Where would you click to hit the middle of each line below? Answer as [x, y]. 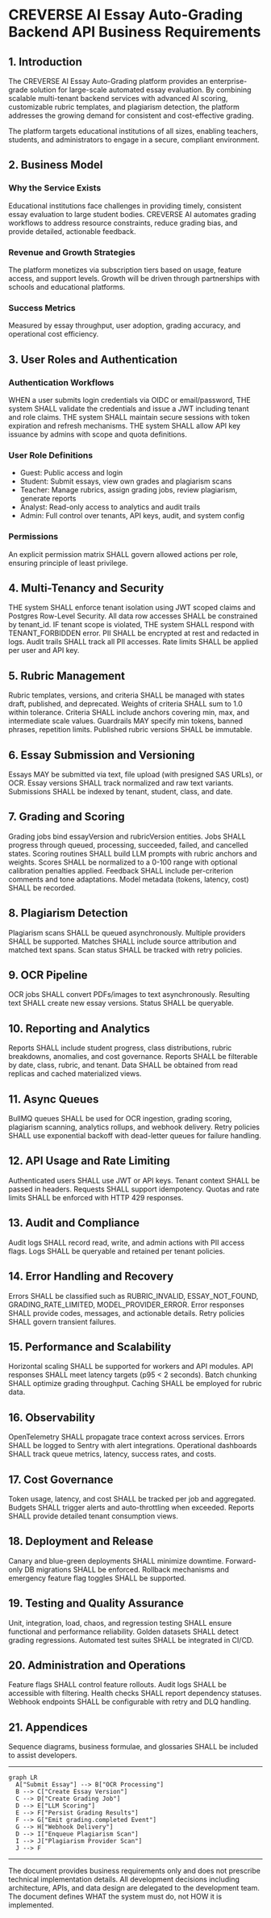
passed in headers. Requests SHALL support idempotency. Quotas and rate [134, 1189]
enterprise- [228, 81]
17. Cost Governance [61, 1479]
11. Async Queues [54, 1099]
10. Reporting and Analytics [79, 1028]
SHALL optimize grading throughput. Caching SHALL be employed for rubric [135, 1384]
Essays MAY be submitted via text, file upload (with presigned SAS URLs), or [135, 774]
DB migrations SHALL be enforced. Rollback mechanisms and [127, 1569]
